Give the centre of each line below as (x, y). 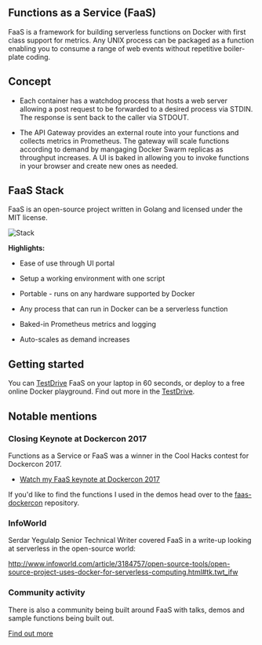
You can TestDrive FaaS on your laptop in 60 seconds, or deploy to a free (127, 383)
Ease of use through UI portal (67, 263)
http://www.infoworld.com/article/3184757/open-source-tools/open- (119, 564)
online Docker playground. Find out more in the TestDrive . (102, 391)
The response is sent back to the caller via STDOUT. (104, 117)
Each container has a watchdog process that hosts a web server (123, 101)
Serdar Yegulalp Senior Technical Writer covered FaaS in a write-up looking (130, 541)
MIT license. (28, 218)
